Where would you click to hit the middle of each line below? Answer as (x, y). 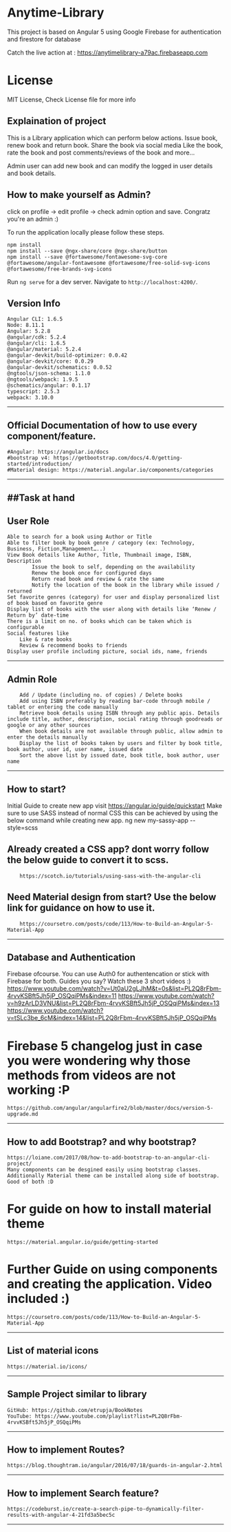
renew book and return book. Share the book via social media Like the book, (115, 145)
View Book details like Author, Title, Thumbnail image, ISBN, (100, 555)
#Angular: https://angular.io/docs (58, 452)
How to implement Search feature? (83, 1493)
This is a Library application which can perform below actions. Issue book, (112, 138)
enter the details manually (47, 737)
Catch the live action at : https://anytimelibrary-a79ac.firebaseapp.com (108, 52)
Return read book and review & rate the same (98, 579)
